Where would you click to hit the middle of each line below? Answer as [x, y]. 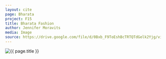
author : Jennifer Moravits [33, 28]
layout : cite [19, 10]
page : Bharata [20, 14]
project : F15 [19, 19]
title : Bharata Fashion [30, 23]
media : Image [19, 32]
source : [13, 37]
